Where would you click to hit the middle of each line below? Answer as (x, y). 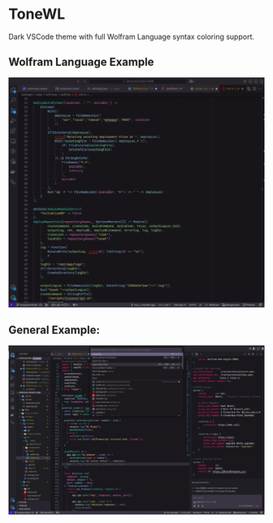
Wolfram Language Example (81, 62)
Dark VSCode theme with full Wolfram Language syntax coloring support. (131, 37)
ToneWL (37, 14)
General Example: (54, 330)
